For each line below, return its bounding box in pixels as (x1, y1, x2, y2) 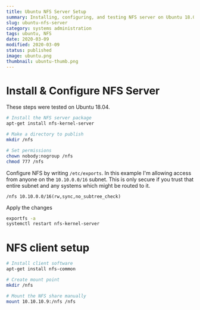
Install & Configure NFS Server (6, 84, 160, 97)
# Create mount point (6, 277, 60, 283)
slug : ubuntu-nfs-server (6, 20, 68, 26)
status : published (6, 48, 52, 53)
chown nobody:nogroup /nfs (6, 153, 73, 159)
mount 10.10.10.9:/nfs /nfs (6, 298, 76, 305)
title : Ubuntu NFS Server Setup (6, 8, 86, 15)
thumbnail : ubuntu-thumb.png (6, 58, 79, 64)
